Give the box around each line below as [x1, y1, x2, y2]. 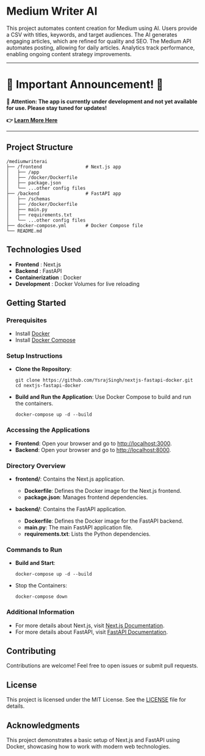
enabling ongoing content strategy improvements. [6, 50, 132, 57]
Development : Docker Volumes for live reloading [15, 280, 140, 288]
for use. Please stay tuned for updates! [6, 104, 107, 111]
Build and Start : [15, 559, 56, 567]
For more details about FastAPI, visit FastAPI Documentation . [15, 628, 168, 636]
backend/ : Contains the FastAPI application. [15, 506, 127, 513]
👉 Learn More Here [6, 116, 58, 123]
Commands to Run [6, 545, 62, 554]
